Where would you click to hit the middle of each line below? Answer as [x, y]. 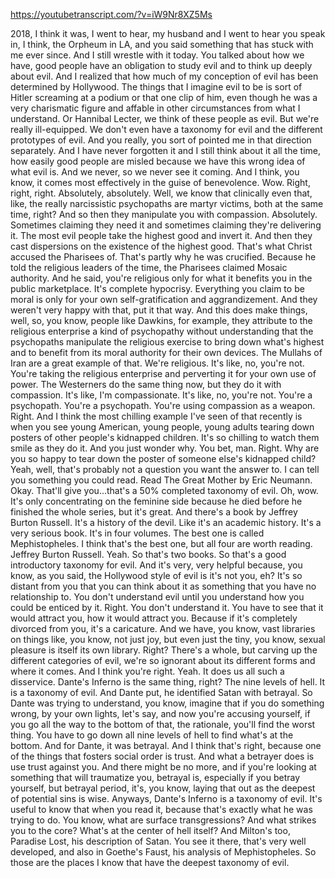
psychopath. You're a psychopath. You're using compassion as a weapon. [163, 405]
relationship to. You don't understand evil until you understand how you [157, 597]
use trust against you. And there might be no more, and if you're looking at [163, 767]
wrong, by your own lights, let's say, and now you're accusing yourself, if [160, 713]
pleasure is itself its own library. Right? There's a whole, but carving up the [164, 650]
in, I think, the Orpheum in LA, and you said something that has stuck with [162, 44]
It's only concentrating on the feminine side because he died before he [156, 501]
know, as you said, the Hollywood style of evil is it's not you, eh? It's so [156, 575]
